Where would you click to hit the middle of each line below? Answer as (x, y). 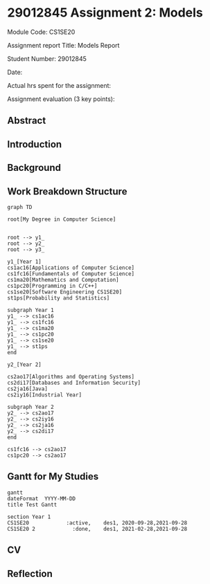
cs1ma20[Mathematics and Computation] (63, 280)
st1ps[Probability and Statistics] (59, 298)
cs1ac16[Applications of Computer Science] (71, 268)
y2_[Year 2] (24, 365)
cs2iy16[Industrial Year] (44, 395)
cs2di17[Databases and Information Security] (74, 383)
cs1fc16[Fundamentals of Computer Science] (71, 274)
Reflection (30, 573)
